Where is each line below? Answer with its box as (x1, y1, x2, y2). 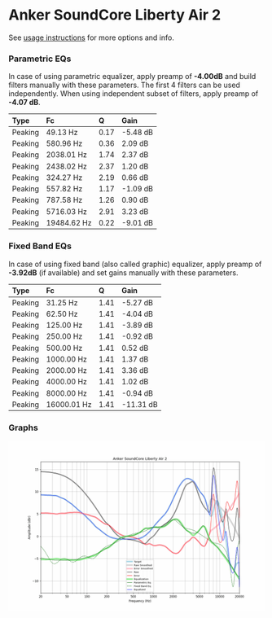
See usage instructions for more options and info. (8, 33, 175, 42)
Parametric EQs (8, 53, 72, 64)
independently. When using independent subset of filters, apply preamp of (8, 89, 259, 99)
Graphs (8, 422, 38, 433)
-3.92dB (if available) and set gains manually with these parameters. (8, 267, 239, 278)
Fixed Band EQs (8, 240, 72, 252)
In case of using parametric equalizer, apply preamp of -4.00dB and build (8, 72, 257, 81)
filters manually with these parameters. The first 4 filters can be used (8, 80, 240, 90)
